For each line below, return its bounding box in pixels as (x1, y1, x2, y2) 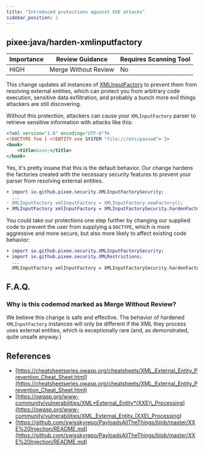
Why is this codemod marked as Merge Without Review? (6, 300, 177, 308)
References (6, 351, 51, 361)
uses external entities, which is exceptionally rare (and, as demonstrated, (6, 327, 189, 334)
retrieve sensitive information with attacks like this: (6, 119, 133, 126)
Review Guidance (56, 55, 108, 64)
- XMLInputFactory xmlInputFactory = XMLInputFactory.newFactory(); (6, 200, 183, 206)
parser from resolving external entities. (6, 177, 104, 184)
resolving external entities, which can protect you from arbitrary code (6, 88, 180, 95)
